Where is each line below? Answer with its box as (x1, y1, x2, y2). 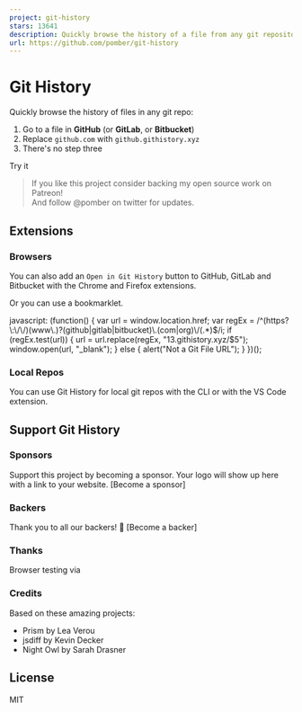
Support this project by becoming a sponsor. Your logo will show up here (9, 469, 279, 480)
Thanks (9, 545, 43, 557)
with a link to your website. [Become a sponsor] (9, 478, 186, 490)
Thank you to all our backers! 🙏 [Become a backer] (9, 522, 198, 533)
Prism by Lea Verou (22, 625, 96, 636)
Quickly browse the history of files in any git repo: (9, 107, 194, 118)
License (9, 671, 55, 686)
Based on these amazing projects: (9, 608, 136, 619)
